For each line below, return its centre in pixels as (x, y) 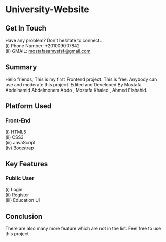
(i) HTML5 (16, 132)
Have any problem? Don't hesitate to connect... (55, 40)
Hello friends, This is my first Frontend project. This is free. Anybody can (81, 79)
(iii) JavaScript (20, 142)
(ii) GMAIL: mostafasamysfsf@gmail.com (48, 51)
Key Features (27, 164)
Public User (20, 178)
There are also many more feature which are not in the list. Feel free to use (83, 228)
